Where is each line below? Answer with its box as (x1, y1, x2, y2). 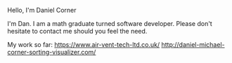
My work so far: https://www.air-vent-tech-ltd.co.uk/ (7, 41, 160, 48)
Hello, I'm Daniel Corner (7, 6, 77, 14)
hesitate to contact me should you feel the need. (7, 27, 148, 35)
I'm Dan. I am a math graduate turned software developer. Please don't (7, 20, 212, 27)
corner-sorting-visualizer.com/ (7, 48, 96, 56)
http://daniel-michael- (161, 41, 225, 48)
